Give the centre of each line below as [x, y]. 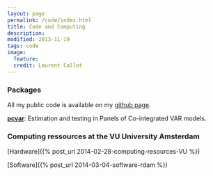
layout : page [26, 14]
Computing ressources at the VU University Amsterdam [103, 136]
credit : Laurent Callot [48, 65]
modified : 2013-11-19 [39, 40]
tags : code [23, 46]
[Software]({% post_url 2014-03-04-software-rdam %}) [88, 165]
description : [26, 33]
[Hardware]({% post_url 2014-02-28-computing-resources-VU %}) [104, 152]
